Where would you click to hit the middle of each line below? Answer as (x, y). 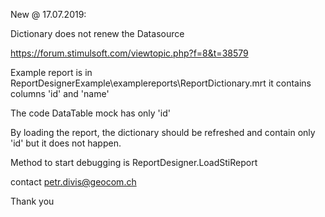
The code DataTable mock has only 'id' (90, 113)
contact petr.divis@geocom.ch (73, 182)
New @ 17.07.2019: (48, 14)
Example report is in (51, 72)
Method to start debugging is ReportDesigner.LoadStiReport (134, 162)
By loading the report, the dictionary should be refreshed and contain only (163, 132)
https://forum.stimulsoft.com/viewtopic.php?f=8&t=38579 (129, 53)
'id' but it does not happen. (66, 143)
